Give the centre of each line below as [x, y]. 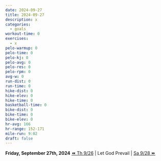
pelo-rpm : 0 [18, 72]
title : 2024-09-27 [25, 15]
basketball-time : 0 [26, 105]
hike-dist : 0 [19, 91]
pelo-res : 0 [18, 67]
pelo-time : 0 [19, 53]
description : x [21, 19]
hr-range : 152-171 [25, 129]
